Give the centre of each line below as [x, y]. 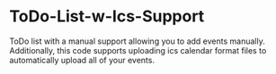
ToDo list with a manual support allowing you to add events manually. [137, 41]
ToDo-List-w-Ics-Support [107, 16]
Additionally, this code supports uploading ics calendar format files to [138, 50]
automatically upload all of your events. [82, 60]
